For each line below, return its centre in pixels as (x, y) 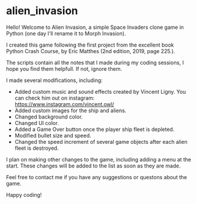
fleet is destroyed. (37, 148)
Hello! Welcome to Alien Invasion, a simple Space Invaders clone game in (95, 27)
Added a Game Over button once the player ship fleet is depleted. (94, 129)
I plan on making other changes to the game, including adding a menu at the (99, 159)
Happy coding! (24, 195)
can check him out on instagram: (55, 98)
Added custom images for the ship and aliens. (70, 110)
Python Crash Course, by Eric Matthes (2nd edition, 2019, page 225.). (91, 51)
